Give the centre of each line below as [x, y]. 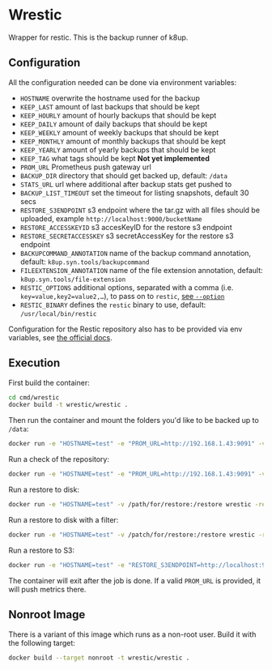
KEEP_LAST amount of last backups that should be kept [110, 106]
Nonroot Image [47, 615]
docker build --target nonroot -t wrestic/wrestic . [99, 658]
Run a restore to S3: [42, 550]
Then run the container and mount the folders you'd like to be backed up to [134, 420]
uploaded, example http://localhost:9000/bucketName [111, 218]
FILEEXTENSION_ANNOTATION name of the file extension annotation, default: [141, 270]
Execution [34, 363]
